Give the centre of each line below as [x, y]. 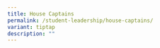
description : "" [31, 34]
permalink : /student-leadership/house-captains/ [80, 20]
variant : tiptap [31, 27]
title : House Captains [41, 14]
